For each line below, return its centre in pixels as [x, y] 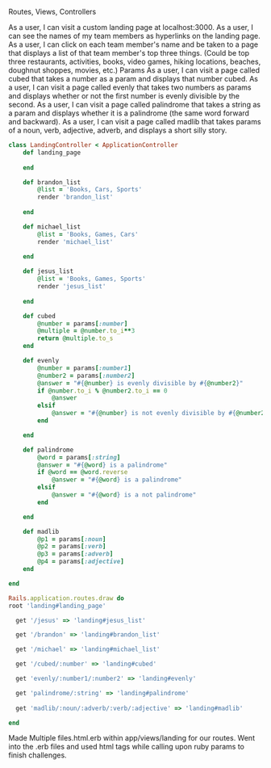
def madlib [41, 531]
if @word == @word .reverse [83, 472]
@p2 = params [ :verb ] [72, 547]
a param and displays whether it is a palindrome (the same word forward [129, 113]
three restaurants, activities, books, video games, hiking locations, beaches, [135, 61]
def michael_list [52, 227]
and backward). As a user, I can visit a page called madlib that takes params [135, 122]
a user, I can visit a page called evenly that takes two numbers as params [130, 87]
